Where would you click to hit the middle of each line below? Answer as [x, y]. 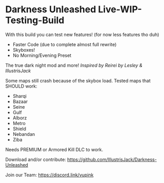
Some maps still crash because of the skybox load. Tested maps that [78, 80]
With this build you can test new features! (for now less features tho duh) [82, 34]
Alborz [20, 118]
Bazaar [20, 101]
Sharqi [19, 96]
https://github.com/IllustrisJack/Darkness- [112, 159]
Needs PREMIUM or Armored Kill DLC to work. [54, 149]
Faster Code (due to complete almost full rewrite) [65, 44]
